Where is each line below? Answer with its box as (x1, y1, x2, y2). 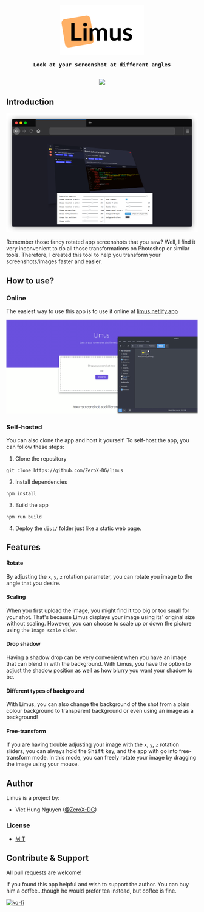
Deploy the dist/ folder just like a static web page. (15, 525, 141, 532)
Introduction (6, 97, 55, 107)
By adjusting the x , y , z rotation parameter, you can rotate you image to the (6, 573, 193, 580)
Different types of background (6, 687, 85, 695)
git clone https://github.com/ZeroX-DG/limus (6, 468, 123, 474)
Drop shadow (6, 640, 41, 648)
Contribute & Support (6, 852, 89, 863)
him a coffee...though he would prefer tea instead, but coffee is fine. (6, 887, 177, 894)
